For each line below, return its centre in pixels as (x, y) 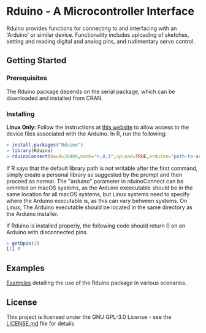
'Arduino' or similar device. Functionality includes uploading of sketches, (98, 34)
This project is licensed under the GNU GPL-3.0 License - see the (89, 316)
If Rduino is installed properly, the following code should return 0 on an (96, 226)
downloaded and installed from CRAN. (55, 98)
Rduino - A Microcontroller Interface (101, 11)
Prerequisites (27, 78)
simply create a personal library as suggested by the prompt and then (94, 174)
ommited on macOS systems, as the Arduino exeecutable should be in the (100, 188)
